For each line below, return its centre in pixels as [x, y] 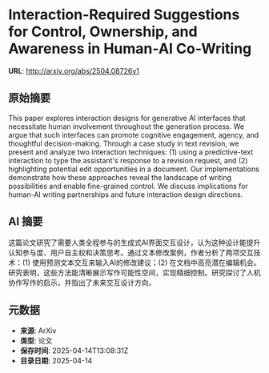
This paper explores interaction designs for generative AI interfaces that [127, 118]
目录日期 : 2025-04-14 [56, 361]
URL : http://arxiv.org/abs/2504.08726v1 [74, 70]
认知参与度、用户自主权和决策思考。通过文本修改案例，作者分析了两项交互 [131, 252]
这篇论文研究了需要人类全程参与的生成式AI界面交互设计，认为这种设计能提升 [134, 243]
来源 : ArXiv [38, 331]
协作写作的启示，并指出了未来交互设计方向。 [82, 283]
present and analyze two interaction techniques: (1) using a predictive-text [131, 152]
